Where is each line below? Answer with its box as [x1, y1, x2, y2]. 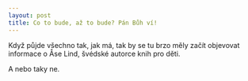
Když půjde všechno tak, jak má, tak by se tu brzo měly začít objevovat [8, 40, 240, 50]
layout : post [8, 11, 52, 20]
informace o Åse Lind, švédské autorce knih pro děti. [8, 49, 181, 58]
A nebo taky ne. [8, 64, 60, 73]
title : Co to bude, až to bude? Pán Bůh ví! [8, 19, 158, 27]
